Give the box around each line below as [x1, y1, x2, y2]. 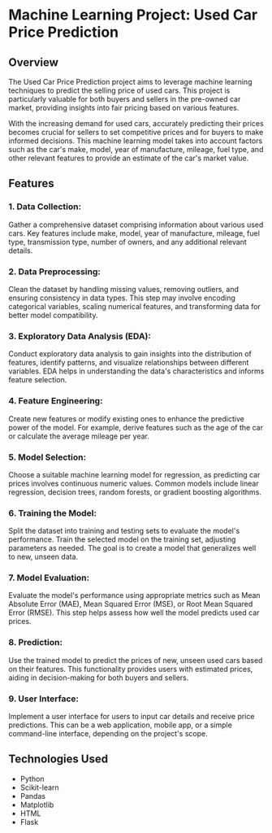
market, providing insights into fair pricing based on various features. [8, 103, 240, 112]
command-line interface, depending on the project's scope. [8, 729, 209, 739]
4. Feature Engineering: [8, 395, 103, 407]
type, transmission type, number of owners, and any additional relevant [8, 237, 248, 246]
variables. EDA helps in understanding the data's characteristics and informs [8, 366, 265, 376]
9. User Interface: [8, 693, 80, 704]
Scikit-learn [19, 783, 59, 792]
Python [19, 774, 45, 783]
